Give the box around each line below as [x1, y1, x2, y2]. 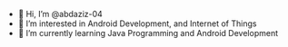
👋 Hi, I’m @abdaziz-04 [17, 9, 103, 19]
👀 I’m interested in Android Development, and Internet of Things [17, 18, 257, 29]
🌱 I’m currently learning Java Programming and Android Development [17, 28, 279, 38]
